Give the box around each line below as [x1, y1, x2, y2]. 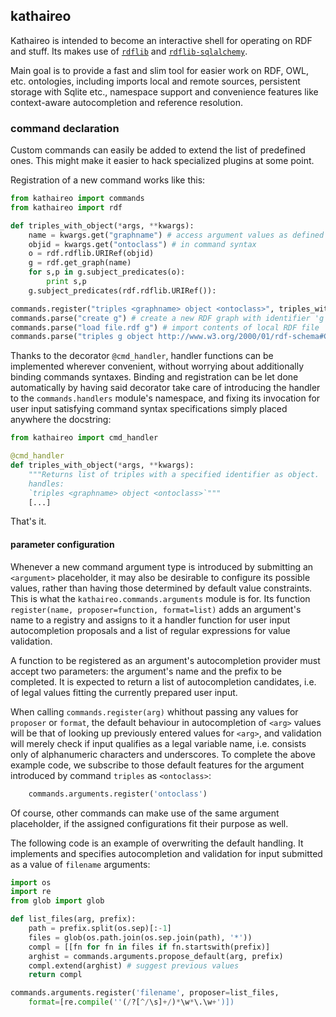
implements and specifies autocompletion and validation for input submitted [10, 847, 323, 859]
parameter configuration [10, 539, 115, 551]
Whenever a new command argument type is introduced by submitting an [10, 560, 314, 573]
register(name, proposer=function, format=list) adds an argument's [10, 603, 302, 615]
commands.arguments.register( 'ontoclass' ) [28, 789, 208, 799]
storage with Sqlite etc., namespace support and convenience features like [10, 85, 319, 98]
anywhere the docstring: [10, 414, 112, 426]
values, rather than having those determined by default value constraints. [10, 582, 313, 594]
